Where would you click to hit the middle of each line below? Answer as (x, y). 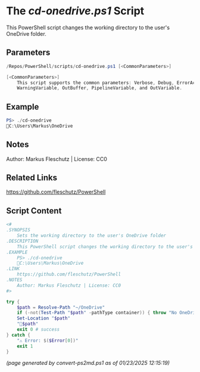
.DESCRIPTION (22, 241)
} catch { (18, 335)
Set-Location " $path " (43, 318)
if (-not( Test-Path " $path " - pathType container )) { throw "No (97, 313)
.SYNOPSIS (18, 230)
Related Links (32, 178)
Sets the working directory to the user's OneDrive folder (92, 235)
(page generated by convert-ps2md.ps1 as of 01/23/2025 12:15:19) (88, 363)
